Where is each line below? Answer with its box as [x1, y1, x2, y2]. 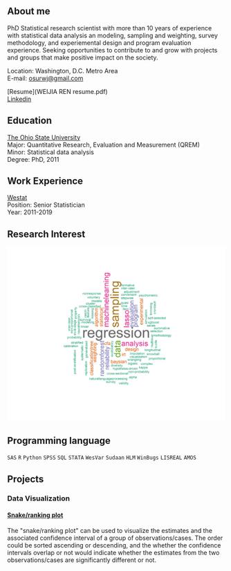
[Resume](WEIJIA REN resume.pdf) [7, 87, 109, 95]
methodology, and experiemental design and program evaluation [7, 38, 192, 47]
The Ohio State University [7, 133, 81, 141]
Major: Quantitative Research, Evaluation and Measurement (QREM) [7, 140, 201, 149]
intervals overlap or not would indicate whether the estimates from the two [7, 548, 220, 556]
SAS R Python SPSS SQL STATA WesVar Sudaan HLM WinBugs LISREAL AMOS [7, 454, 197, 462]
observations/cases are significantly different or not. [7, 556, 157, 564]
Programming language [7, 435, 111, 447]
